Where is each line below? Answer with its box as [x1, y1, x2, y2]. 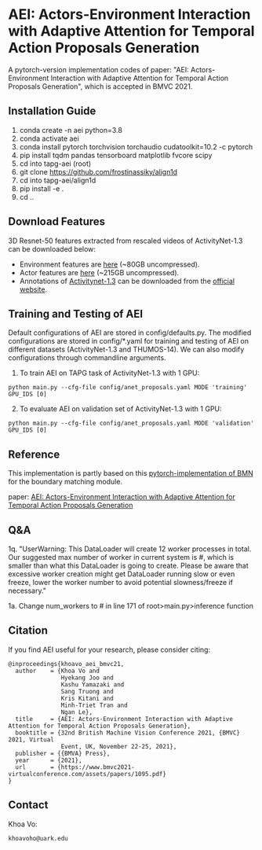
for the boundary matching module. [8, 477, 123, 487]
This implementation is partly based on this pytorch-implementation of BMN [8, 469, 253, 478]
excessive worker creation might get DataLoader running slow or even [8, 569, 235, 579]
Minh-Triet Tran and [60, 701, 128, 709]
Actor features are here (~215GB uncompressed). [19, 267, 180, 277]
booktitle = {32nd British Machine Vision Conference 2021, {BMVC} [15, 729, 241, 737]
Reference [8, 447, 60, 461]
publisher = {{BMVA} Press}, [15, 749, 111, 757]
